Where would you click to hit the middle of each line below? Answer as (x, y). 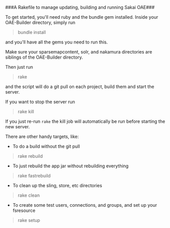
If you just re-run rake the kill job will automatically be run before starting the (85, 121)
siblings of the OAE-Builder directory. (44, 57)
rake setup (29, 220)
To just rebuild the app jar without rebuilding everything (71, 166)
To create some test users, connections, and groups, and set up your (85, 205)
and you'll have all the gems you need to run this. (57, 42)
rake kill (26, 111)
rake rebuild (30, 156)
